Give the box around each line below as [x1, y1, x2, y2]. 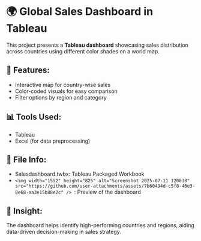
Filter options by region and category [14, 94, 107, 101]
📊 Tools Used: [6, 112, 62, 122]
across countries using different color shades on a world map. [6, 47, 160, 55]
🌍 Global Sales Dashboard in [6, 5, 154, 19]
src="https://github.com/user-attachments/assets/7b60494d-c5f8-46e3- [14, 183, 196, 189]
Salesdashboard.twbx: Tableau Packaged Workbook [14, 170, 145, 177]
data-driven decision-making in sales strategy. [6, 228, 122, 236]
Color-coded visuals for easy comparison [14, 88, 118, 95]
